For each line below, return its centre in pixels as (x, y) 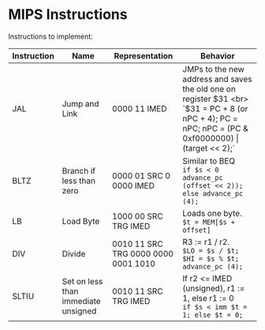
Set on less (82, 281)
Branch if (79, 171)
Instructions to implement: (50, 36)
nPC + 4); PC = (210, 118)
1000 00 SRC (137, 216)
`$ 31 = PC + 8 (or (215, 108)
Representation (144, 55)
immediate (81, 301)
